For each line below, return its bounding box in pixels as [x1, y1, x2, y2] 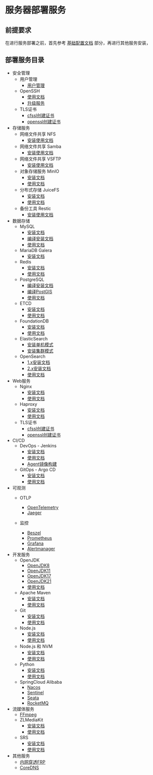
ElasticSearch [19, 335, 48, 341]
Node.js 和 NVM [19, 643, 53, 649]
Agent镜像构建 [27, 461, 57, 467]
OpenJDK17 [27, 573, 51, 579]
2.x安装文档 [27, 365, 51, 371]
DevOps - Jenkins [19, 443, 57, 449]
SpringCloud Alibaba [19, 679, 62, 685]
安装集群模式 [27, 348, 53, 354]
